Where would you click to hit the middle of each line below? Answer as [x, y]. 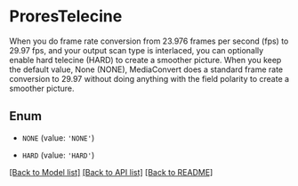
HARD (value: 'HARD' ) [58, 155]
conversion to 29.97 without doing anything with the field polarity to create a [149, 78]
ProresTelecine [66, 16]
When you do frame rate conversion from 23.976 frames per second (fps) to [149, 41]
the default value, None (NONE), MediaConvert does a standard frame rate [146, 69]
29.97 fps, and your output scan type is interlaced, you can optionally [137, 50]
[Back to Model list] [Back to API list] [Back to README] [111, 172]
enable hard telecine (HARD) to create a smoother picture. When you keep [145, 60]
